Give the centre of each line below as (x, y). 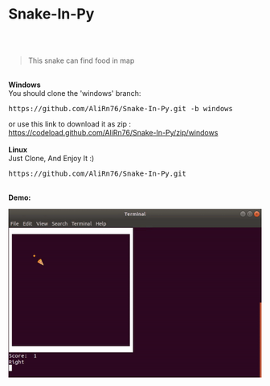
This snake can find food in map (81, 60)
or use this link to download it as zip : (70, 124)
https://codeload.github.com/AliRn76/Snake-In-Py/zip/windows (113, 132)
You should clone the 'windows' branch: (75, 93)
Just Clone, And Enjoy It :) (51, 158)
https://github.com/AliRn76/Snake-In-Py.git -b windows (121, 108)
